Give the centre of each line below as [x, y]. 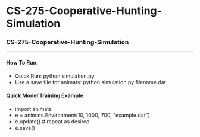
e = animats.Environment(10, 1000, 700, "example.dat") [82, 115]
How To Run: [22, 63]
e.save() [25, 128]
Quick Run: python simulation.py [54, 76]
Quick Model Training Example [45, 95]
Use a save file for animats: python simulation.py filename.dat [90, 82]
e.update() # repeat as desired [52, 121]
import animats [33, 109]
